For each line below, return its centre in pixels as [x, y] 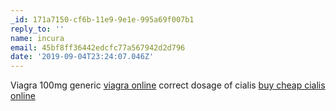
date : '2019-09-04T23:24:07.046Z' [82, 57]
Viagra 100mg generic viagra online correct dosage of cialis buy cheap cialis [168, 85]
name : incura [37, 38]
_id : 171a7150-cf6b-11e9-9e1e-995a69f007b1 [102, 19]
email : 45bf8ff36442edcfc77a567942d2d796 [98, 47]
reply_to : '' [37, 29]
